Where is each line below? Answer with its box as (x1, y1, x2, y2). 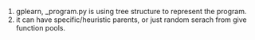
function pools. (15, 24, 66, 32)
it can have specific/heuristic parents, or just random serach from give (15, 15, 247, 24)
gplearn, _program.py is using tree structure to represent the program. (15, 7, 247, 16)
